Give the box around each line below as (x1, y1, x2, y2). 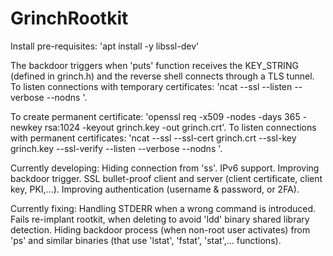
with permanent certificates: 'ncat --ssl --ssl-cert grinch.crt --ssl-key (10, 132, 297, 144)
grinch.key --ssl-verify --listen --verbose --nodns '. (10, 142, 223, 154)
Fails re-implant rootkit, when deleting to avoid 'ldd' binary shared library (10, 213, 310, 225)
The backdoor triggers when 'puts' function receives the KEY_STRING (10, 59, 299, 71)
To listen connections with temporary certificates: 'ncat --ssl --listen (10, 80, 293, 92)
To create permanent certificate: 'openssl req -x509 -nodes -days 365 (10, 110, 301, 122)
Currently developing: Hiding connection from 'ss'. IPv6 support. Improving (10, 162, 320, 174)
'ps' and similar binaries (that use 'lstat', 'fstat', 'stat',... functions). (10, 234, 282, 246)
